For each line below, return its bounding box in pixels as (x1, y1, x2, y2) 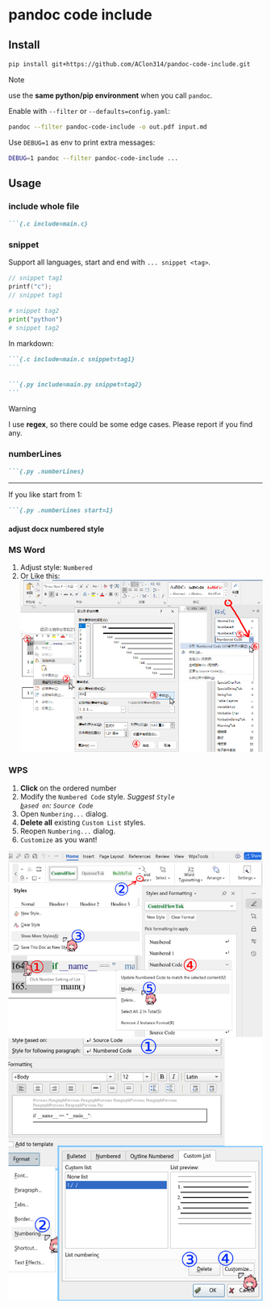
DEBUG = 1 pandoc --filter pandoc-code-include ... (8, 154, 179, 162)
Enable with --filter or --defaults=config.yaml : (8, 106, 171, 116)
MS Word (8, 544, 46, 555)
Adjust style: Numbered (19, 563, 93, 572)
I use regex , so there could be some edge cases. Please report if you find (8, 420, 253, 429)
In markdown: (8, 338, 54, 348)
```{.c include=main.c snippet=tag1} (8, 355, 135, 363)
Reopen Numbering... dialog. (19, 826, 116, 836)
